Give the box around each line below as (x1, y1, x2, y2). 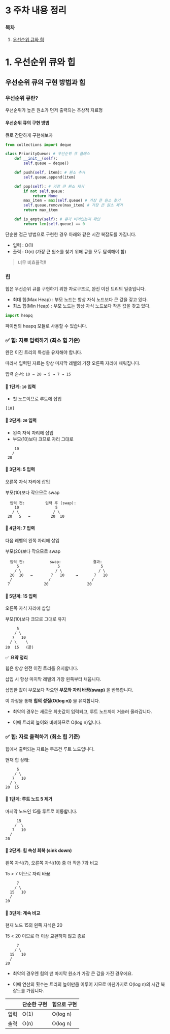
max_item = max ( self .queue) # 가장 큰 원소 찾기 (23, 198, 121, 203)
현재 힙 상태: (5, 756, 30, 763)
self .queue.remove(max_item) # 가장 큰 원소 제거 (23, 203, 123, 208)
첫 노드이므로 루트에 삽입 (12, 396, 62, 402)
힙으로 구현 (52, 1001, 77, 1008)
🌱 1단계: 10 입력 (5, 383, 36, 390)
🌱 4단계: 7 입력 (5, 525, 35, 531)
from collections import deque (5, 142, 72, 147)
